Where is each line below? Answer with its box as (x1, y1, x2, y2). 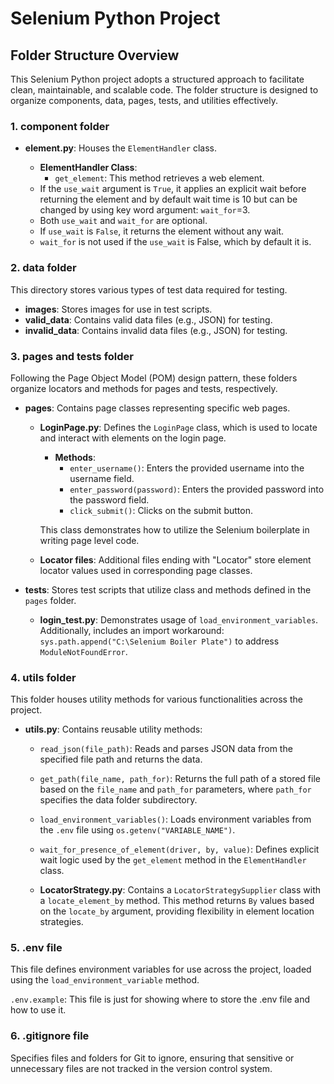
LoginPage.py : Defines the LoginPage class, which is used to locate (39, 421, 318, 433)
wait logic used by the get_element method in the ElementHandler (39, 854, 307, 866)
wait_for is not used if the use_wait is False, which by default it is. (39, 236, 312, 248)
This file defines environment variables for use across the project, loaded (10, 963, 312, 976)
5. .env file (10, 941, 63, 955)
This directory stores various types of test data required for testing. (10, 283, 288, 296)
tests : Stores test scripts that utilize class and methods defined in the (24, 583, 312, 596)
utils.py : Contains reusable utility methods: (24, 723, 203, 736)
